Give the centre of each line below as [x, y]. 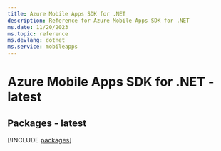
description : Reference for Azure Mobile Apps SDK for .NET [99, 21]
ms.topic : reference [38, 34]
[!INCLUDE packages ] [40, 140]
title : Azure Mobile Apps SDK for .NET [67, 14]
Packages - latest [47, 123]
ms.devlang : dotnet [36, 40]
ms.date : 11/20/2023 [38, 27]
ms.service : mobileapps [43, 47]
